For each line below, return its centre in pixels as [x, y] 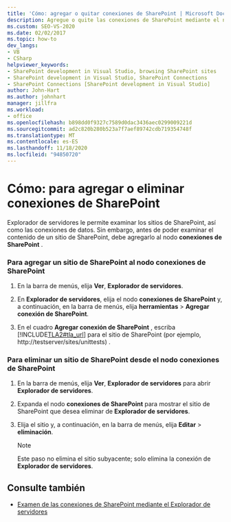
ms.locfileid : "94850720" [44, 155]
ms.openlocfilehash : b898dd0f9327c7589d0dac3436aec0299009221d [100, 122]
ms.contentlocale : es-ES [43, 142]
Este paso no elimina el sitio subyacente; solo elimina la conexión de [114, 459]
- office [20, 116]
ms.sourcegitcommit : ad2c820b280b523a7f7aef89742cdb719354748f [100, 129]
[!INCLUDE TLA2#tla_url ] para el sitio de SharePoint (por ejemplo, [109, 334]
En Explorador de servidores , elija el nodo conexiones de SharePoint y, [120, 299]
